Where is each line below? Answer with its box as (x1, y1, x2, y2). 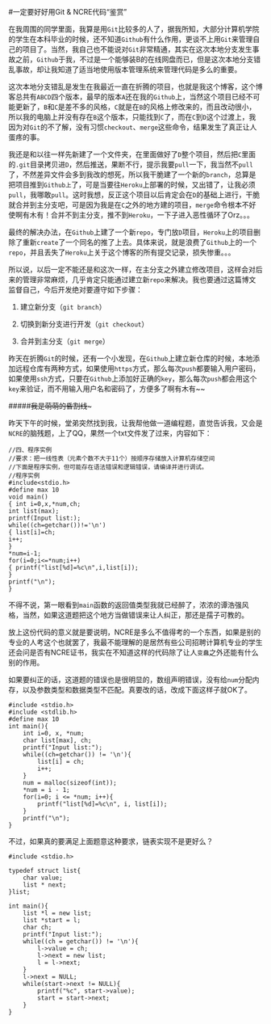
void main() (8, 493, 48, 501)
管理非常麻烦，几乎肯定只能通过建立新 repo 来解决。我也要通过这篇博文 (22, 275, 256, 284)
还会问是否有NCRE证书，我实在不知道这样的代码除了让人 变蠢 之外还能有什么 (8, 647, 259, 657)
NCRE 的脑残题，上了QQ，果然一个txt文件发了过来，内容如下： (8, 428, 212, 438)
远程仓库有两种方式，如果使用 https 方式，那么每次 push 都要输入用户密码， (15, 364, 261, 373)
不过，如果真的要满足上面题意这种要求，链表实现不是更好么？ (8, 836, 214, 846)
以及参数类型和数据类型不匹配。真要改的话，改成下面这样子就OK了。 (22, 685, 252, 694)
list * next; (23, 881, 67, 889)
